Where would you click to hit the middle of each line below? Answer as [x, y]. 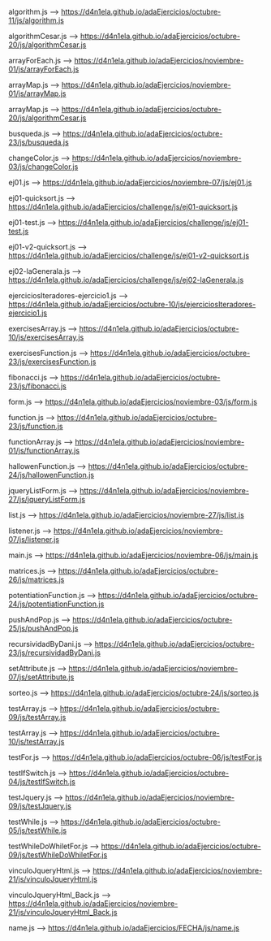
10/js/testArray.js [37, 742]
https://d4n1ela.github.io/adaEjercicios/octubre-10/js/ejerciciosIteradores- [132, 304]
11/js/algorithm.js [37, 20]
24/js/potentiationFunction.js [56, 604]
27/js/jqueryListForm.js [47, 499]
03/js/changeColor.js [43, 167]
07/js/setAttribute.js [41, 677]
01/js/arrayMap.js [37, 93]
